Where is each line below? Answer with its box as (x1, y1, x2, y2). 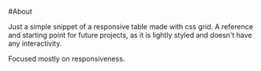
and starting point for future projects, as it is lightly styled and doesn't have (8, 31, 252, 39)
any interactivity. (8, 39, 62, 48)
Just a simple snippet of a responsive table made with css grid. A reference (8, 22, 254, 31)
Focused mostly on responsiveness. (8, 54, 125, 63)
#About (8, 7, 33, 16)
